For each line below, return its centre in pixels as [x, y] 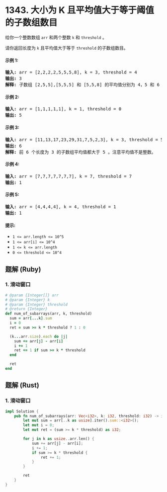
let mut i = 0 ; [39, 425]
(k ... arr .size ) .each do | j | [39, 336]
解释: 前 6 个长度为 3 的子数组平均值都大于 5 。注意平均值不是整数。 [81, 152]
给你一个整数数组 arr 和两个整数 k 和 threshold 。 [56, 37]
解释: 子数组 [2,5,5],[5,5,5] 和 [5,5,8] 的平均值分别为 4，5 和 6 [83, 85]
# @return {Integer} [27, 309]
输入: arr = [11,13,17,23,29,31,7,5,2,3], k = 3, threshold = [82, 139]
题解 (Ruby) [23, 269]
